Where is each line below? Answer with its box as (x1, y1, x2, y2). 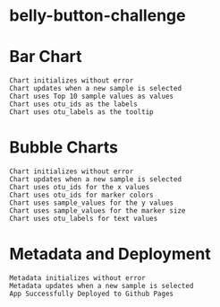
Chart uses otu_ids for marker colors (9, 190, 154, 200)
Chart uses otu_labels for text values (9, 215, 158, 224)
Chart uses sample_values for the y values (9, 198, 174, 207)
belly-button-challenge (9, 5, 186, 26)
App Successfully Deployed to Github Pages (9, 289, 174, 298)
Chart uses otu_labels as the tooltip (9, 108, 154, 117)
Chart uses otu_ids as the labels (9, 100, 139, 109)
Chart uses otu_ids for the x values (9, 183, 150, 192)
